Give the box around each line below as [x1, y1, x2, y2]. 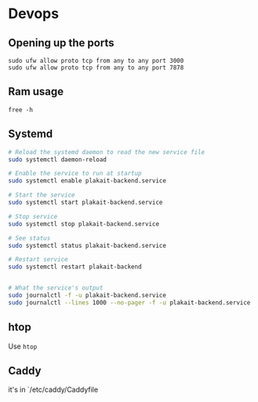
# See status [8, 234, 51, 242]
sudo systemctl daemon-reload [8, 155, 107, 164]
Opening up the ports [8, 36, 114, 50]
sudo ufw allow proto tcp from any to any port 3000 [8, 57, 184, 65]
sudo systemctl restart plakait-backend [8, 263, 143, 271]
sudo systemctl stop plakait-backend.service [8, 219, 159, 228]
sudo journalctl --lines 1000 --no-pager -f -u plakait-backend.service [8, 298, 251, 307]
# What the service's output [8, 284, 104, 292]
